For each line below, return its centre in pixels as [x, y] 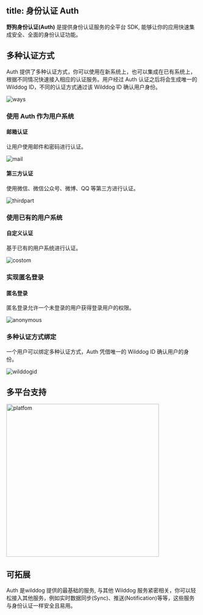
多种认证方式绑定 [31, 337]
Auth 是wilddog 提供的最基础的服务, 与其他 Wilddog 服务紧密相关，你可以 [98, 591]
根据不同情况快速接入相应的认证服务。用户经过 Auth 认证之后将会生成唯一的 [102, 79]
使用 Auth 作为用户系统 [40, 116]
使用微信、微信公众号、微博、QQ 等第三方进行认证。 [73, 188]
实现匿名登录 [25, 277]
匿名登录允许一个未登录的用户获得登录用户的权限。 [70, 308]
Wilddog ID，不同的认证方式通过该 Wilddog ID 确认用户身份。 [84, 87]
